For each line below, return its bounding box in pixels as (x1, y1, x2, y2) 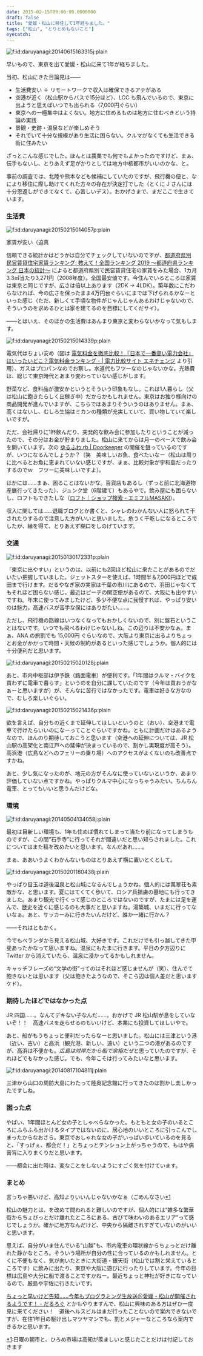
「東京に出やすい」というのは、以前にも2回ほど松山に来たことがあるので (6, 566, 190, 573)
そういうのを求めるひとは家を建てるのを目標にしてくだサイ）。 (6, 304, 162, 312)
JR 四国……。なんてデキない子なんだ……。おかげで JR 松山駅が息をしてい (6, 1012, 191, 1019)
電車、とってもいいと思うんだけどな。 (6, 784, 101, 792)
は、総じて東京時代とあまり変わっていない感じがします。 (6, 372, 149, 379)
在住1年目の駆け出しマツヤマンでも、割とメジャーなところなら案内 (22, 1315, 189, 1322)
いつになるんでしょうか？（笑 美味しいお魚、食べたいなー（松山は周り (16, 451, 198, 458)
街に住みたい (15, 139, 47, 147)
